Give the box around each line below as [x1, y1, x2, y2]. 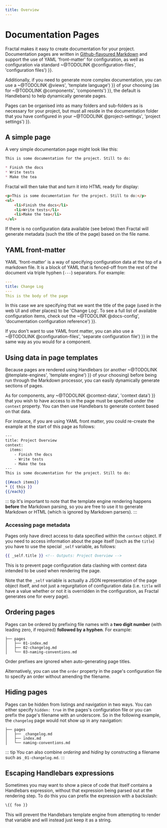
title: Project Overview [5, 438, 57, 443]
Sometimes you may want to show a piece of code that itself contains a [5, 782, 152, 788]
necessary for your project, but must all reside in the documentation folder [5, 108, 158, 114]
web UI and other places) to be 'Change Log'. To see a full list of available [5, 307, 157, 314]
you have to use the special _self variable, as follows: [5, 544, 116, 550]
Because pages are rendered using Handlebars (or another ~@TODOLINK [5, 367, 157, 373]
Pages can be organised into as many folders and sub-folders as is [5, 102, 143, 109]
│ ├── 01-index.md [5, 641, 48, 646]
